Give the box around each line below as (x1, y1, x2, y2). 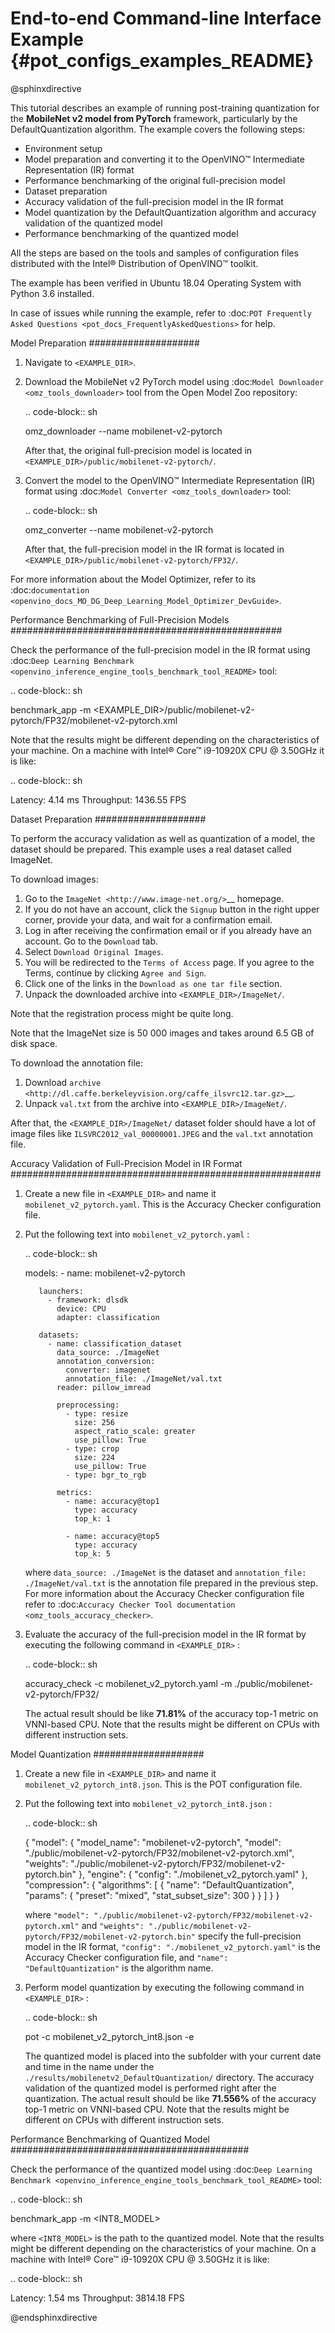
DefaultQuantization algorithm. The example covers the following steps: (10, 123, 306, 135)
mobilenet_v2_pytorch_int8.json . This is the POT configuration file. (24, 1778, 303, 1790)
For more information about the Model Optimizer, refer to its (10, 573, 257, 585)
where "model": (24, 1908, 90, 1921)
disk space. (10, 1037, 58, 1049)
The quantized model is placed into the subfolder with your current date (24, 2050, 322, 2062)
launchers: (38, 1286, 84, 1296)
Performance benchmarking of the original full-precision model (24, 174, 286, 186)
